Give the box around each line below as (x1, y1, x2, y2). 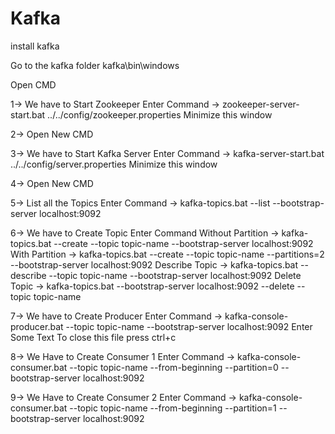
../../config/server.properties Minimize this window (10, 158, 218, 170)
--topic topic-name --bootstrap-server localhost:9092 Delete (48, 269, 302, 281)
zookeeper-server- (221, 98, 300, 110)
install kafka (10, 40, 60, 52)
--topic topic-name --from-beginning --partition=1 (69, 402, 277, 414)
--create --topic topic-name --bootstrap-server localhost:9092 (53, 237, 314, 249)
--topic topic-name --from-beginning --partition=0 (69, 361, 279, 373)
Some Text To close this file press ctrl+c (10, 331, 177, 343)
